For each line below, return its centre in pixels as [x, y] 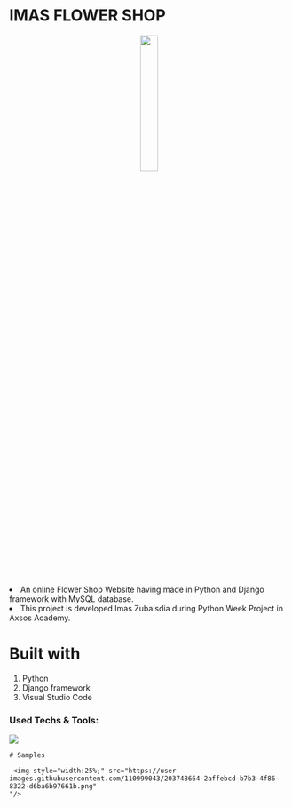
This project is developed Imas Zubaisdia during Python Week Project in [152, 608]
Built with [45, 654]
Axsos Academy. [40, 618]
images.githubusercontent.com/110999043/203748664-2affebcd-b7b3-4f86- [144, 779]
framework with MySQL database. [72, 599]
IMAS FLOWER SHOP [87, 16]
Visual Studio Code [57, 697]
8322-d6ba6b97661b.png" [53, 787]
